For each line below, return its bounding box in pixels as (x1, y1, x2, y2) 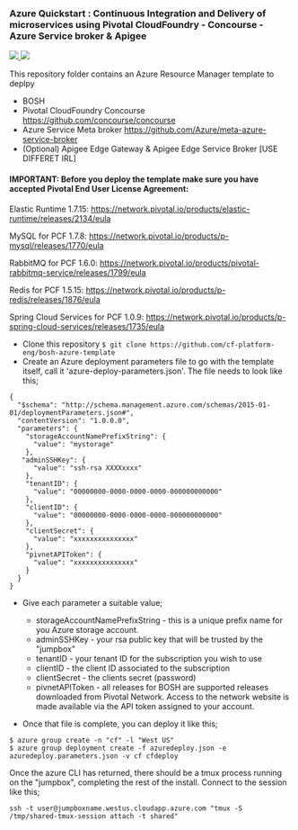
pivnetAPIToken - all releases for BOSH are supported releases (35, 681, 269, 692)
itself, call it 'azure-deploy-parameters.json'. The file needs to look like (22, 365, 283, 376)
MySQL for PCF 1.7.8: (9, 230, 87, 241)
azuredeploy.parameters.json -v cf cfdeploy (9, 751, 179, 761)
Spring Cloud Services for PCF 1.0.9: (9, 311, 145, 322)
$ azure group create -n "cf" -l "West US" (9, 735, 175, 744)
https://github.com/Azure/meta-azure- (124, 124, 267, 135)
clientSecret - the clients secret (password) (35, 672, 197, 682)
